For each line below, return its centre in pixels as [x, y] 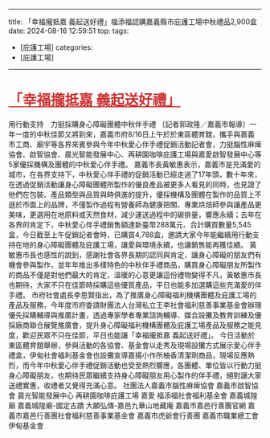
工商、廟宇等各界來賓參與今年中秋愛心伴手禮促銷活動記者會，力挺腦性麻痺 [138, 144]
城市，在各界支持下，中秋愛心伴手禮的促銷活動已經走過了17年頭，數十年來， [135, 174]
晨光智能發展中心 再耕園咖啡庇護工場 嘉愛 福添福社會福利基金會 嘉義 [130, 395]
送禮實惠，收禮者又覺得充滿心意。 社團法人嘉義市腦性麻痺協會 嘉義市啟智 [130, 385]
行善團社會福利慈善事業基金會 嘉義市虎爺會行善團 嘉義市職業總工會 [147, 415]
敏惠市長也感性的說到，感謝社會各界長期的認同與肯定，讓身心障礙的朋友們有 [135, 255]
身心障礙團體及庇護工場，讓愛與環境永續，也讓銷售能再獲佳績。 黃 [146, 244]
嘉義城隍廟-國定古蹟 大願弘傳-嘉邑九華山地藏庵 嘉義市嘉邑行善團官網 [132, 405]
